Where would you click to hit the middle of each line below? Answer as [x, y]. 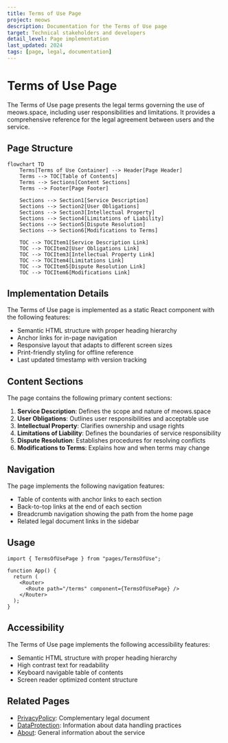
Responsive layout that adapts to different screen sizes [95, 345]
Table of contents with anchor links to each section [89, 500]
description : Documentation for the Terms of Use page [87, 26]
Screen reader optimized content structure [77, 679]
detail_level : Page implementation [58, 39]
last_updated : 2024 [35, 45]
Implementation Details [58, 294]
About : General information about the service [81, 732]
